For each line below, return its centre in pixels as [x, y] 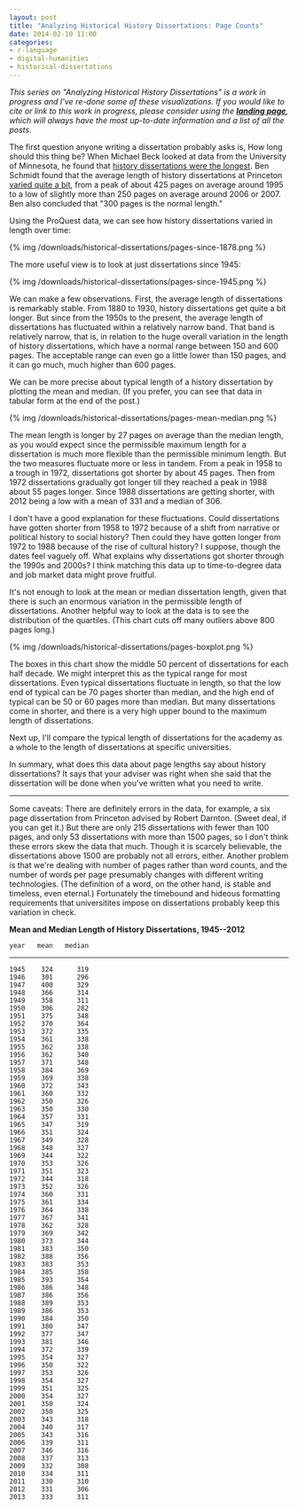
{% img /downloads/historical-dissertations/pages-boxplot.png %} [132, 646]
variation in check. [43, 912]
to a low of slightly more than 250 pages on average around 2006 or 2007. [145, 194]
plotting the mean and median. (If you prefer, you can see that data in [136, 391]
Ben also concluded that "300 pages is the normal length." [116, 203]
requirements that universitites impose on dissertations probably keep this [145, 903]
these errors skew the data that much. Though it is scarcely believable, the [145, 846]
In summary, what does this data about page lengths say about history [137, 764]
